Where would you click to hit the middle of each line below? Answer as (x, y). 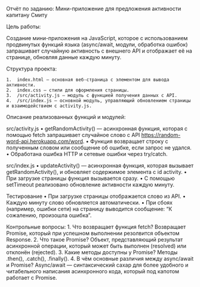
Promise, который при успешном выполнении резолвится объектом (93, 233)
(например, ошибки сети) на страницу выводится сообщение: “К (89, 209)
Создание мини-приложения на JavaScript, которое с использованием (97, 38)
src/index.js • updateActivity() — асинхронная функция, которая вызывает (100, 166)
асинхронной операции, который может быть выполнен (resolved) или (96, 246)
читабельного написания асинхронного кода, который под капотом (93, 271)
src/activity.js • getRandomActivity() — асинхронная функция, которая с (97, 129)
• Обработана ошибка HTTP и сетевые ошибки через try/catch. (87, 154)
